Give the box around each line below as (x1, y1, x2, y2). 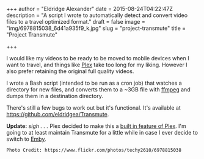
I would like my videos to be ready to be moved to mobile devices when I (6, 55, 189, 62)
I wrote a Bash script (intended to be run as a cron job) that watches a (6, 79, 182, 87)
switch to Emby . (6, 135, 46, 143)
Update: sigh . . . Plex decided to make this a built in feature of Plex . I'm (6, 122, 186, 130)
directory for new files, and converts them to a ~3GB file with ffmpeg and (6, 86, 191, 93)
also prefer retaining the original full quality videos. (6, 68, 134, 75)
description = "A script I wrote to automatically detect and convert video (6, 12, 188, 19)
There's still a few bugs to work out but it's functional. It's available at (6, 104, 181, 111)
